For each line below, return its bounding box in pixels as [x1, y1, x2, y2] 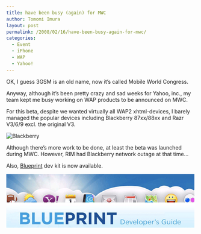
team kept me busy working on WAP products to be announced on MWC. [6, 96, 188, 103]
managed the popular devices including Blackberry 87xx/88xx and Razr [6, 114, 184, 121]
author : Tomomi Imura [6, 16, 61, 22]
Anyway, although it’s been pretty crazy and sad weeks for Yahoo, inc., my [6, 89, 191, 96]
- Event [11, 42, 31, 48]
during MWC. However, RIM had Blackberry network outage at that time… [6, 150, 189, 157]
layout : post [6, 22, 39, 28]
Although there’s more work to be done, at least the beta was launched [6, 144, 182, 151]
